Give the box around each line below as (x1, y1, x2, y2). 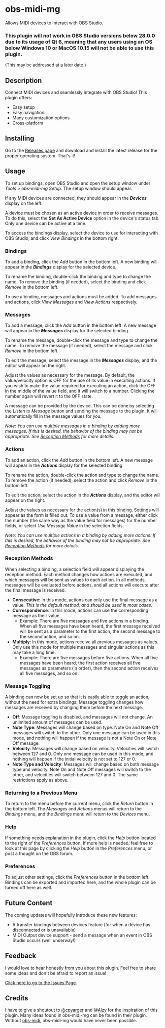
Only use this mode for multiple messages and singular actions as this (12, 644, 155, 650)
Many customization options (12, 115, 70, 121)
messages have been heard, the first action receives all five (19, 660, 141, 666)
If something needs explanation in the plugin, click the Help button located (5, 835, 156, 841)
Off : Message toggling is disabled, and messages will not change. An (12, 714, 153, 720)
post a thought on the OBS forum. (5, 850, 73, 856)
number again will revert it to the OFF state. (5, 393, 93, 399)
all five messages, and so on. (19, 670, 79, 676)
